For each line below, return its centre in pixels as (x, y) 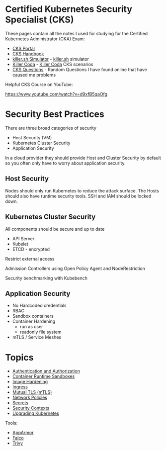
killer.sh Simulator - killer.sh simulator (51, 59)
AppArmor (23, 433)
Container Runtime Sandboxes (43, 376)
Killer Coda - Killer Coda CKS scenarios (53, 64)
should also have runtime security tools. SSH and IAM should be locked (78, 196)
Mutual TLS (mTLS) (32, 392)
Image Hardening (30, 382)
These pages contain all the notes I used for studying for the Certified (77, 33)
